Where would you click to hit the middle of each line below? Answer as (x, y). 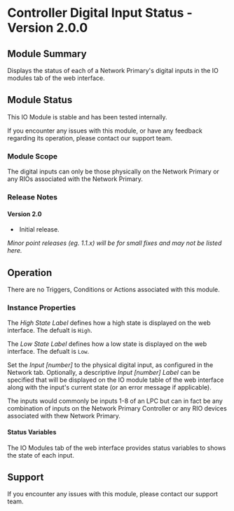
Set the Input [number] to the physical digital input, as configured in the (110, 365)
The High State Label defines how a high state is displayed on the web (109, 323)
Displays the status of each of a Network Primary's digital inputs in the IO (113, 71)
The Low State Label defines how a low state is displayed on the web (107, 344)
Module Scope (33, 156)
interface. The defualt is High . (50, 331)
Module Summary (47, 54)
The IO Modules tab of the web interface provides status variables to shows (117, 448)
